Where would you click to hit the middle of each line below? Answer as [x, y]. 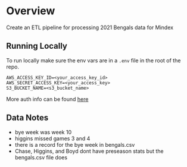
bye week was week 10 [43, 132]
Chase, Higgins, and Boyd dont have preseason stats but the [89, 151]
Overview [31, 11]
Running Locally [37, 46]
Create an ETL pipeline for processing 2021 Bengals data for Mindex [90, 27]
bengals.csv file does [41, 157]
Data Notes [27, 118]
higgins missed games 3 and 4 [52, 138]
